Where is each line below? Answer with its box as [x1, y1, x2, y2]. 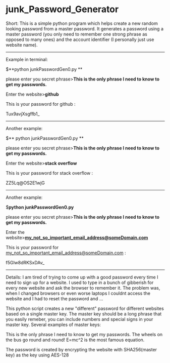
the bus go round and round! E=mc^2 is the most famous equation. [6, 337, 145, 343]
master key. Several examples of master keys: [6, 321, 101, 328]
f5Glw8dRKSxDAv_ [6, 259, 45, 265]
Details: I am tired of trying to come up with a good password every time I [6, 274, 158, 280]
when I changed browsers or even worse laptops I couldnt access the [6, 290, 151, 296]
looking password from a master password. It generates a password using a [6, 25, 163, 31]
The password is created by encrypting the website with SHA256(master [6, 346, 157, 352]
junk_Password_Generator [6, 4, 119, 15]
